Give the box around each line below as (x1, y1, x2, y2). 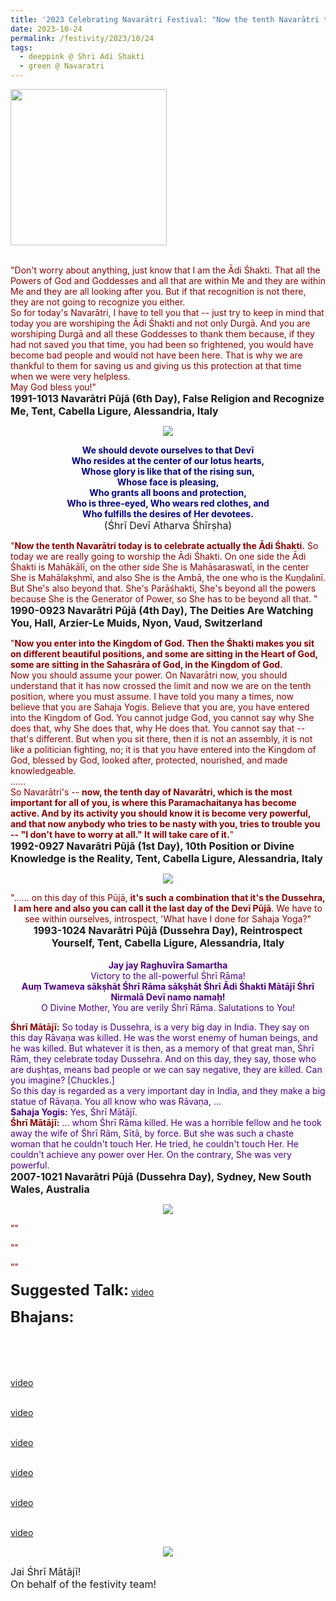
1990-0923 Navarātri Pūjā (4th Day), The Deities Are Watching (10, 604, 314, 617)
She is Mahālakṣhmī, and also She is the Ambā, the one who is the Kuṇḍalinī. (10, 572, 326, 583)
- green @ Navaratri (19, 61, 105, 71)
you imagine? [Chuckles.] (10, 1074, 115, 1086)
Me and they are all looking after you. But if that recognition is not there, (10, 286, 307, 297)
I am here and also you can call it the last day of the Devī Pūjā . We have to (13, 902, 323, 914)
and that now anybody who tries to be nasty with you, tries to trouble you (10, 818, 321, 830)
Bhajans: (10, 1307, 75, 1326)
